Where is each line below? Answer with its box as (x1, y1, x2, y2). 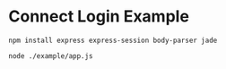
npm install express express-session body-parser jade (8, 36, 218, 45)
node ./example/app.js (8, 51, 93, 60)
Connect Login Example (8, 6, 190, 27)
